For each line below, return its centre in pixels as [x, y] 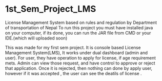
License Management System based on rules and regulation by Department [81, 22]
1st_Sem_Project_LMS [51, 9]
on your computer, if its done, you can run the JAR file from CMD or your [78, 33]
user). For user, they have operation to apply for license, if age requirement [81, 58]
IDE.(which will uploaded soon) [36, 38]
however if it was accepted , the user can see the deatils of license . [73, 73]
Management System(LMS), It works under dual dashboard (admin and [76, 53]
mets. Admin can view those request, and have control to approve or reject [80, 63]
